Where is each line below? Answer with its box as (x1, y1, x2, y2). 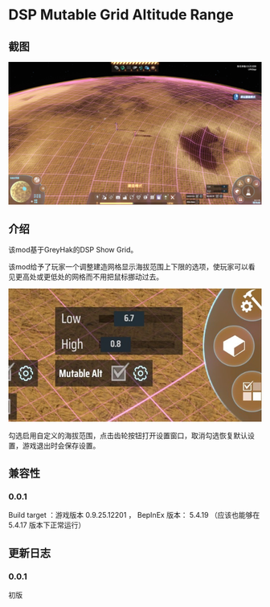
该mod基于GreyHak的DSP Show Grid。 (8, 245, 138, 255)
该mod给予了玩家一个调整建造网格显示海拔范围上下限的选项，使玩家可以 (8, 262, 249, 272)
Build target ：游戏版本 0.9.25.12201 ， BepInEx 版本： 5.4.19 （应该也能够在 (8, 511, 260, 520)
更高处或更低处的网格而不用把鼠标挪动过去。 (14, 272, 163, 282)
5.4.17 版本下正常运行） (8, 520, 86, 530)
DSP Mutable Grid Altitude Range (8, 6, 235, 24)
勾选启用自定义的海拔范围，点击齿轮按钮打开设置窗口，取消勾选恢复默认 (8, 430, 247, 440)
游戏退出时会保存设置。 (22, 441, 100, 450)
